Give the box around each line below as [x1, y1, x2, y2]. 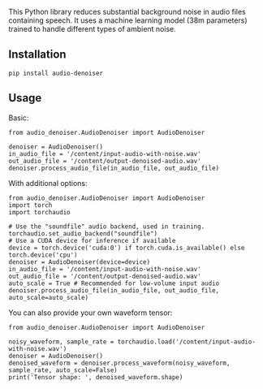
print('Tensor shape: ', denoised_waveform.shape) [8, 373, 183, 381]
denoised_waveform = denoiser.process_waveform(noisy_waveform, [8, 359, 231, 367]
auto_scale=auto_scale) [8, 293, 89, 301]
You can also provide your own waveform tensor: [8, 308, 173, 318]
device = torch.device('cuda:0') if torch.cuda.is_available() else [8, 244, 245, 252]
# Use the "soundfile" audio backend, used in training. [8, 223, 205, 231]
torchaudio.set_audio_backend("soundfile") [8, 229, 158, 238]
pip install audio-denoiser [8, 69, 104, 77]
